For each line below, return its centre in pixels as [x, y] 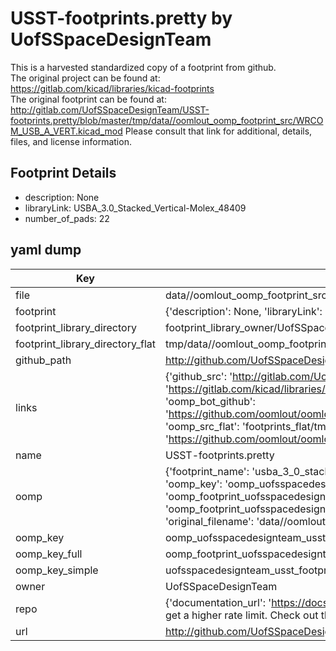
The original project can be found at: [85, 78]
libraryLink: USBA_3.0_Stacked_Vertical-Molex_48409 [135, 208]
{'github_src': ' [198, 376]
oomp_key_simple [57, 570]
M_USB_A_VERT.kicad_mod [66, 131]
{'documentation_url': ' [218, 602]
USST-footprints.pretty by [121, 18]
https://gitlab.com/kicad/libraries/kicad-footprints [112, 88]
